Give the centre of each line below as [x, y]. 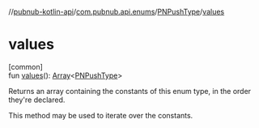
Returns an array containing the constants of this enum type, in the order [130, 91]
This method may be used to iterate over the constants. [101, 115]
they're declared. [37, 100]
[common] [25, 66]
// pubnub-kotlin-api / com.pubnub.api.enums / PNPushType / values [117, 12]
